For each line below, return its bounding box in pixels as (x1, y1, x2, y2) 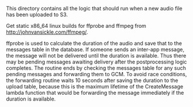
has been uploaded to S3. (6, 11, 68, 18)
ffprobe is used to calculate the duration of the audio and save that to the (6, 40, 182, 47)
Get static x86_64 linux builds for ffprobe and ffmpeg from (6, 23, 146, 29)
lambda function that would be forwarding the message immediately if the (6, 90, 184, 96)
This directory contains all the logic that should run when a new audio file (6, 5, 183, 12)
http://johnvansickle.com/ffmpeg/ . (6, 28, 88, 35)
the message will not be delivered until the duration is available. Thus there (6, 52, 187, 59)
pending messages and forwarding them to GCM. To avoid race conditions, (6, 71, 187, 77)
